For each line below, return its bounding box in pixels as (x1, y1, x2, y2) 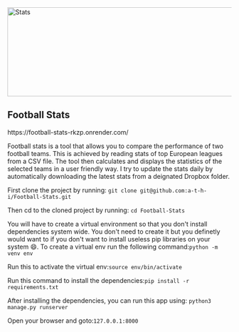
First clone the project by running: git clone (7, 185, 137, 194)
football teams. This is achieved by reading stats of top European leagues (7, 149, 223, 157)
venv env (7, 249, 33, 257)
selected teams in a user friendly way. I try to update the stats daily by (7, 164, 213, 173)
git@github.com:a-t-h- (139, 187, 208, 194)
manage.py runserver (7, 304, 69, 311)
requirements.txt (7, 284, 59, 291)
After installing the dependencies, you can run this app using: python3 (7, 296, 212, 305)
